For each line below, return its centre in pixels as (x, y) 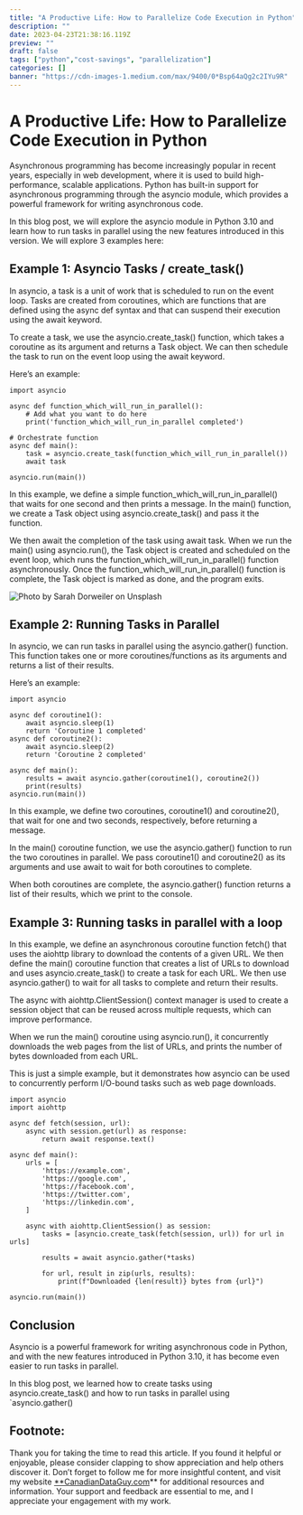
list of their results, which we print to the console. (101, 894)
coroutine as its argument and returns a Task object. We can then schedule (149, 346)
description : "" (40, 26)
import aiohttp (38, 1108)
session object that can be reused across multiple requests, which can (141, 1010)
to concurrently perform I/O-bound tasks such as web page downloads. (143, 1083)
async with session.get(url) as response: (106, 1132)
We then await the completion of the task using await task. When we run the (151, 540)
